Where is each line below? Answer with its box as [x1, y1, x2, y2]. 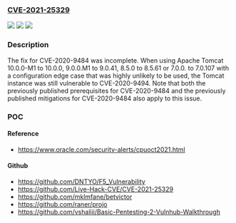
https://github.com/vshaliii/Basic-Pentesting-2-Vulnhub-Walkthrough [17, 207, 221, 216]
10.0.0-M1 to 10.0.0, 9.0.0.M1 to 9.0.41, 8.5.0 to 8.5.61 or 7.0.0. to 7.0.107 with [7, 63, 230, 72]
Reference [7, 130, 39, 138]
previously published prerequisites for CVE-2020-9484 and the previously [7, 86, 226, 95]
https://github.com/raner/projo [17, 199, 108, 208]
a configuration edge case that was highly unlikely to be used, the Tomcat [7, 71, 225, 80]
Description [7, 40, 49, 50]
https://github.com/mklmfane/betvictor [17, 192, 133, 201]
